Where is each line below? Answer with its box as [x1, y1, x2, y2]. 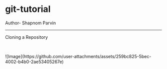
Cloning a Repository [5, 34, 48, 40]
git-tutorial [5, 3, 51, 15]
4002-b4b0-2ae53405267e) [5, 59, 64, 65]
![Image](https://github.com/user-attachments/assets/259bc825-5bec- [5, 53, 152, 59]
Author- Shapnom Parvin [5, 20, 56, 26]
